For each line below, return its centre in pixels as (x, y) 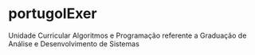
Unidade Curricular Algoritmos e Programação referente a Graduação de (127, 35)
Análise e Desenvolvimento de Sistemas (74, 43)
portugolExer (53, 14)
